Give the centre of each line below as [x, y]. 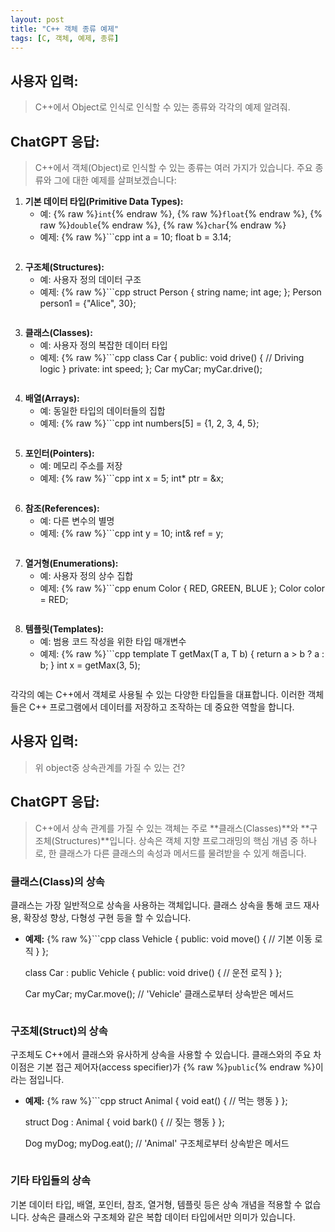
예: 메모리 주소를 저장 [81, 465]
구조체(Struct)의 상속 [59, 1031]
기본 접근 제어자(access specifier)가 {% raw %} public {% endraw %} [176, 1067]
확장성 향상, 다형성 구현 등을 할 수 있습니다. [107, 917]
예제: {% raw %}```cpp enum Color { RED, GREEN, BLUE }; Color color [182, 588]
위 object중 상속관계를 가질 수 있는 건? [110, 767]
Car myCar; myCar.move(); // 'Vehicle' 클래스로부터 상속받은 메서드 [159, 993]
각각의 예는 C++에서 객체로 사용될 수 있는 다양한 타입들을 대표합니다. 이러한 [158, 694]
